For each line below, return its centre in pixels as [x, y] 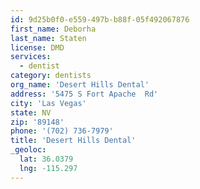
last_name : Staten [48, 38]
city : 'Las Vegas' [48, 103]
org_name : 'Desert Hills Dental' [80, 85]
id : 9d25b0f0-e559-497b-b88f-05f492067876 [100, 19]
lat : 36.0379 [46, 159]
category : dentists [51, 76]
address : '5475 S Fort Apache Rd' [84, 94]
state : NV [31, 112]
